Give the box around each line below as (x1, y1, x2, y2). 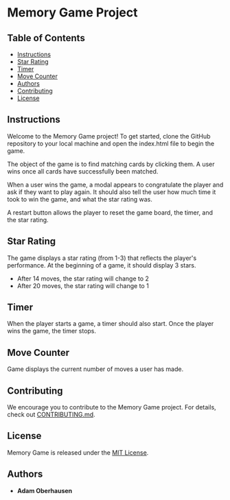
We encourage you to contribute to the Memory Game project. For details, (7, 403, 216, 412)
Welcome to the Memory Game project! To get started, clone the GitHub (7, 132, 211, 140)
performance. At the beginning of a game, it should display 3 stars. (7, 261, 196, 269)
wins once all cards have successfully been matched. (7, 167, 159, 176)
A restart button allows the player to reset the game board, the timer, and (7, 208, 214, 217)
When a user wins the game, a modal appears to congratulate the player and (7, 180, 224, 189)
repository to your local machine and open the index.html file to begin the (7, 139, 215, 147)
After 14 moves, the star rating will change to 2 (16, 274, 150, 283)
